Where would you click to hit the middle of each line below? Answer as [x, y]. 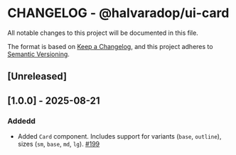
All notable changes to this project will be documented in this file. [103, 33]
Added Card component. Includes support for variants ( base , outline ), [119, 137]
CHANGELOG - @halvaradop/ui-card [118, 13]
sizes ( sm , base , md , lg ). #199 [59, 144]
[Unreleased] [37, 76]
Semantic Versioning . [38, 54]
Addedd [21, 121]
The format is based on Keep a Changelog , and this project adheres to [110, 46]
